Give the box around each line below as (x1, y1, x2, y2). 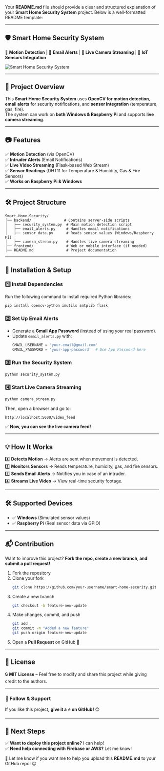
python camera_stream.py (5, 397, 56, 402)
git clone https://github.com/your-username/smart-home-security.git (12, 585, 157, 590)
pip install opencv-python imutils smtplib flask (5, 303, 108, 308)
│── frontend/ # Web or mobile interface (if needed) (5, 244, 147, 249)
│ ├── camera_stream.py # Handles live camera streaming (5, 239, 134, 244)
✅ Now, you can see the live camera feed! (5, 424, 91, 430)
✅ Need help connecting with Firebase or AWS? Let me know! (5, 746, 132, 751)
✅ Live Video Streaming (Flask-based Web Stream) (5, 162, 109, 168)
